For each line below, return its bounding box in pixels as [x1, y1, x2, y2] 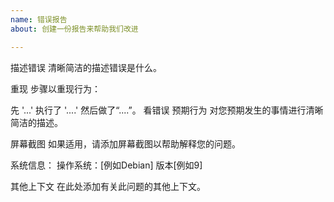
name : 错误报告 [10, 14, 68, 25]
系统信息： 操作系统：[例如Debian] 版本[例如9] [10, 159, 203, 171]
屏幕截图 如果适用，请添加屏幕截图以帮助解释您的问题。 [10, 137, 241, 150]
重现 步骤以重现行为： [10, 82, 101, 95]
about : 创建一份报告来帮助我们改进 [10, 24, 139, 34]
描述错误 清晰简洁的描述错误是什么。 [10, 61, 162, 73]
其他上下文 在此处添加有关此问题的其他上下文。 [10, 180, 206, 192]
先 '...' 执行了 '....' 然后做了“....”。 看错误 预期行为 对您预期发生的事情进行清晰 [10, 104, 324, 116]
